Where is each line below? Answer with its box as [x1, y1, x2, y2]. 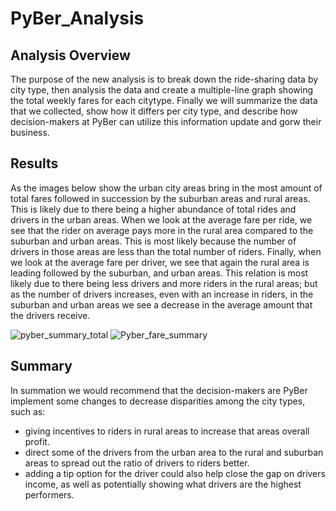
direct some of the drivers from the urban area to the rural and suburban [24, 446, 324, 458]
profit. [24, 435, 50, 447]
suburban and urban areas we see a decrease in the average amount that [10, 298, 313, 311]
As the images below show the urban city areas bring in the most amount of [10, 182, 323, 194]
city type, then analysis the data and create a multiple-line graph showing [10, 84, 313, 96]
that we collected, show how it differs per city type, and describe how [10, 105, 298, 117]
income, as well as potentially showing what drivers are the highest [24, 478, 302, 490]
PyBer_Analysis [10, 7, 145, 30]
